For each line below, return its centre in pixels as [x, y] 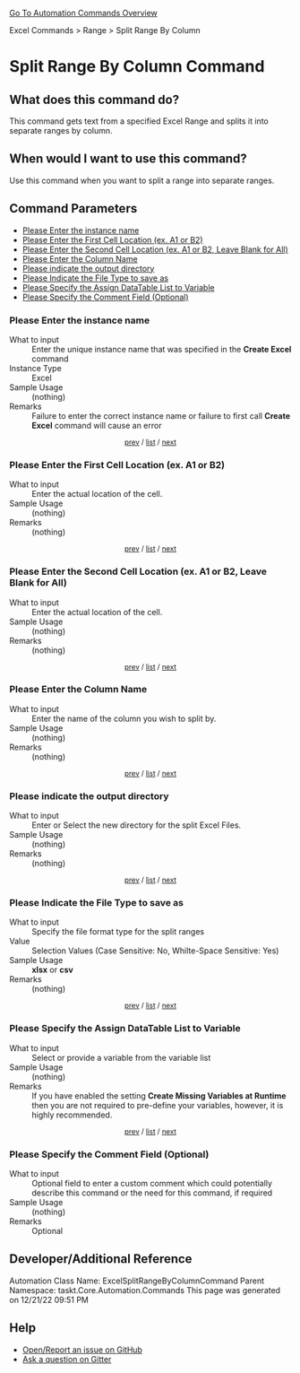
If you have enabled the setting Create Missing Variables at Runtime [159, 1095]
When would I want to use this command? [129, 159]
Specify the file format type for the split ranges [118, 932]
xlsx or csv [52, 970]
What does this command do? [94, 99]
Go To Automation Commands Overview [84, 13]
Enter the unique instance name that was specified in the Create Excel [162, 349]
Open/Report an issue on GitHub [82, 1350]
